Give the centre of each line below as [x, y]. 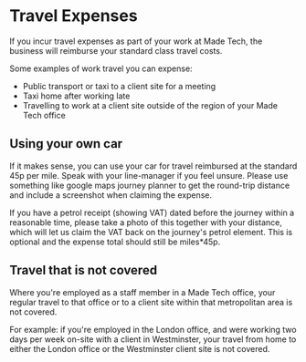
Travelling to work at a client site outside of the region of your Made [150, 105]
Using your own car [66, 144]
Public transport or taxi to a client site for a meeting [119, 86]
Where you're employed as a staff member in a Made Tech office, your [142, 292]
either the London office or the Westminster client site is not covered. [140, 348]
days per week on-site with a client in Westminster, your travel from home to [153, 339]
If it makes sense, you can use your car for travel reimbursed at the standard [153, 166]
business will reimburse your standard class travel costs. [116, 50]
